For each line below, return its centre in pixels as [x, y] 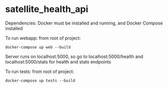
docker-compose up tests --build [40, 80]
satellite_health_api [47, 9]
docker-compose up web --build [38, 47]
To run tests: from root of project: [40, 71]
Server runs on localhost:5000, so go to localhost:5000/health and [74, 56]
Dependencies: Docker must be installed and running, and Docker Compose [84, 23]
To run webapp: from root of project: [43, 38]
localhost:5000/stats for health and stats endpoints [58, 61]
